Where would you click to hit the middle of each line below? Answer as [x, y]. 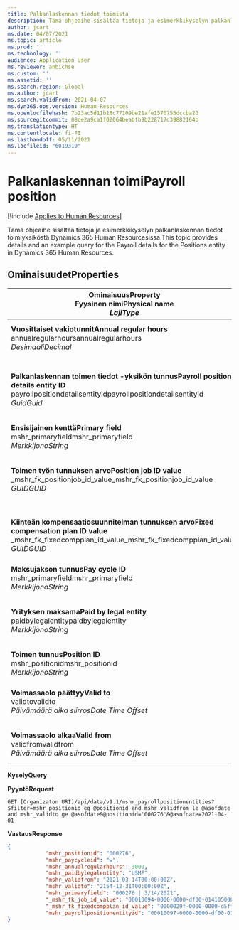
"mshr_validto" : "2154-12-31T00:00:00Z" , [108, 887]
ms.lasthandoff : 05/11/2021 [49, 139]
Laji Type [124, 312]
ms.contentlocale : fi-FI [44, 133]
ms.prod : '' [25, 47]
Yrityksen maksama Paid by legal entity [79, 611]
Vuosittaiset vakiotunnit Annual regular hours [90, 329]
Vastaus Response [35, 833]
